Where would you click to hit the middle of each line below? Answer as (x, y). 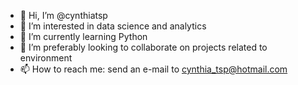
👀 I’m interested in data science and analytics (113, 26)
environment (46, 58)
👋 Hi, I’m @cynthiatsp (63, 15)
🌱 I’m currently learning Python (83, 36)
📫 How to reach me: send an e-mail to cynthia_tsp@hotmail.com (153, 69)
